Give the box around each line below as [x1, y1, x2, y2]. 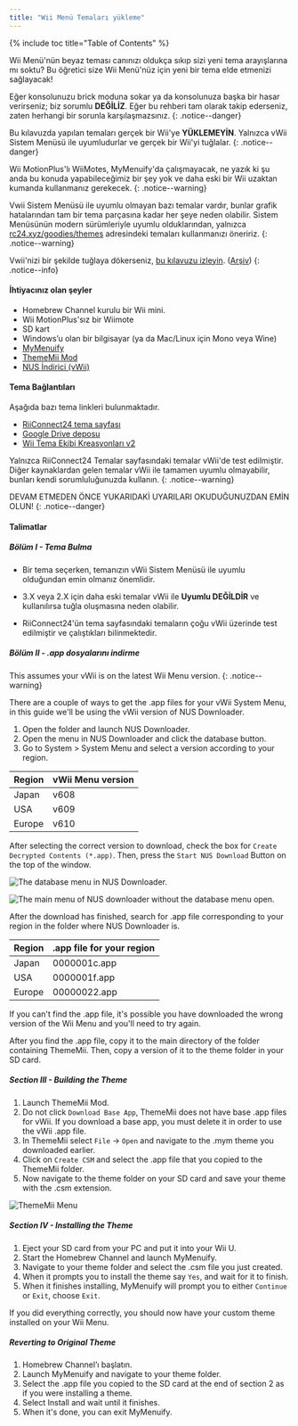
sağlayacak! [9, 73, 53, 85]
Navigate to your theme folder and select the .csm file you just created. [21, 1261, 283, 1272]
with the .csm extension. [21, 1183, 113, 1193]
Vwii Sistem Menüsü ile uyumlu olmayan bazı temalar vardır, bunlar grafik [9, 200, 278, 210]
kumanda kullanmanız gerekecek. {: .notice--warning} [9, 182, 207, 193]
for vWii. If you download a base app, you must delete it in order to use [21, 1116, 283, 1126]
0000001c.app [52, 956, 117, 969]
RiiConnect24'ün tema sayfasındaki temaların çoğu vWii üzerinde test [21, 617, 278, 629]
